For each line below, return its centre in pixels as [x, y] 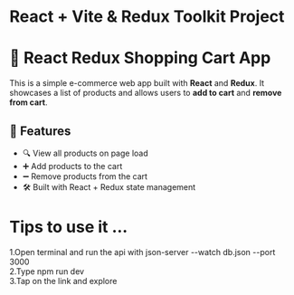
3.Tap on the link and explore [63, 281]
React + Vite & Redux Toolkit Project [147, 17]
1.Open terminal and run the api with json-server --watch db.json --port [142, 252]
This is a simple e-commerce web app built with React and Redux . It [137, 83]
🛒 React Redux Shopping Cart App [140, 58]
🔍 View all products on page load [85, 153]
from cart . [28, 102]
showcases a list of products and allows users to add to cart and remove [146, 93]
